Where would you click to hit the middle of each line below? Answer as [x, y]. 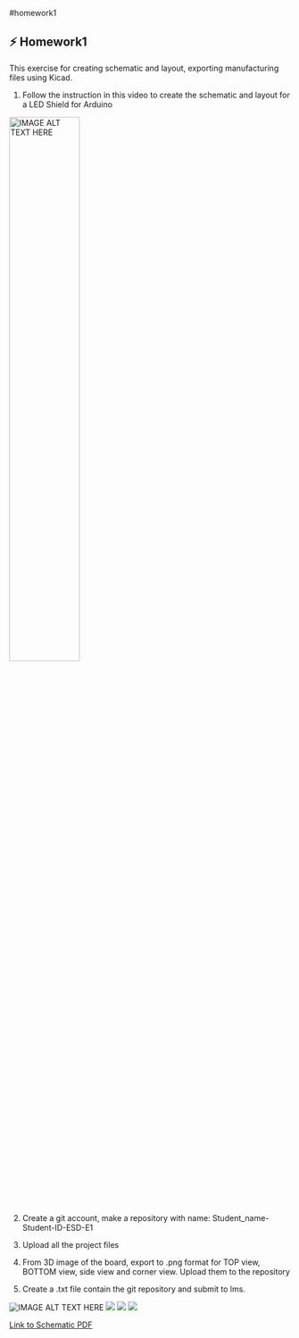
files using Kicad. [41, 77]
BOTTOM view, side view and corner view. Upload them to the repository [156, 1271]
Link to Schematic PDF [51, 1325]
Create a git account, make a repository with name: [116, 1217]
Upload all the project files [71, 1244]
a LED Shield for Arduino [67, 104]
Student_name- [241, 1217]
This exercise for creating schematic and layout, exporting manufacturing [144, 68]
